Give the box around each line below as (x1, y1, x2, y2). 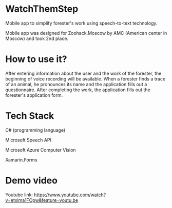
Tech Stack (5, 110, 54, 122)
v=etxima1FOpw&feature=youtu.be (5, 197, 79, 203)
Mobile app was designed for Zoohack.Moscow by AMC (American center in (5, 30, 167, 36)
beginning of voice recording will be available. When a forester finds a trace (5, 75, 166, 82)
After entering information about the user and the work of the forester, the (5, 70, 162, 76)
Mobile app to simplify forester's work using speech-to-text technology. (5, 20, 158, 26)
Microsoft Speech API (5, 137, 51, 143)
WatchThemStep (5, 3, 79, 15)
